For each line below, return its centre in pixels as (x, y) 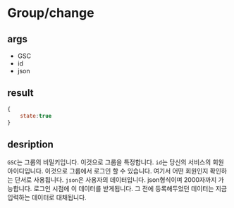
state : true (36, 116)
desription (31, 144)
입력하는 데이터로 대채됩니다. (47, 197)
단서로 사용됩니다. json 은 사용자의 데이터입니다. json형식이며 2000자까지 (116, 180)
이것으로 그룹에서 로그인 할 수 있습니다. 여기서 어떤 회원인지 (127, 171)
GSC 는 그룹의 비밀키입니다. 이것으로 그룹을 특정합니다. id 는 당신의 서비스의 (109, 162)
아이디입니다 (25, 171)
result (20, 93)
